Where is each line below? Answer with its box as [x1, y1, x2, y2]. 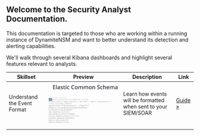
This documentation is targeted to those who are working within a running [6, 30, 187, 37]
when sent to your [123, 103, 168, 110]
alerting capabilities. [6, 42, 56, 49]
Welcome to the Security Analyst [6, 5, 132, 15]
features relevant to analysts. [6, 60, 77, 67]
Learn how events [123, 90, 167, 97]
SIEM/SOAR [123, 109, 152, 116]
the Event [8, 100, 32, 107]
